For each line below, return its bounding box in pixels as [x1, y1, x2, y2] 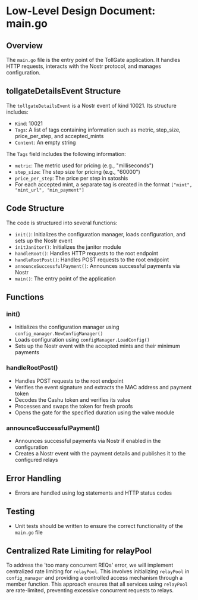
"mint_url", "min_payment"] [14, 187, 84, 193]
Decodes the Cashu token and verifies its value [14, 396, 131, 403]
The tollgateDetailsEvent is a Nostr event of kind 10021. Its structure [6, 102, 177, 109]
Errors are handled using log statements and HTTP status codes [14, 489, 172, 496]
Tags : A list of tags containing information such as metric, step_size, [14, 126, 181, 133]
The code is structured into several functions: [6, 219, 118, 226]
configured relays [14, 456, 58, 463]
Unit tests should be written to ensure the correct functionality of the [14, 522, 183, 529]
